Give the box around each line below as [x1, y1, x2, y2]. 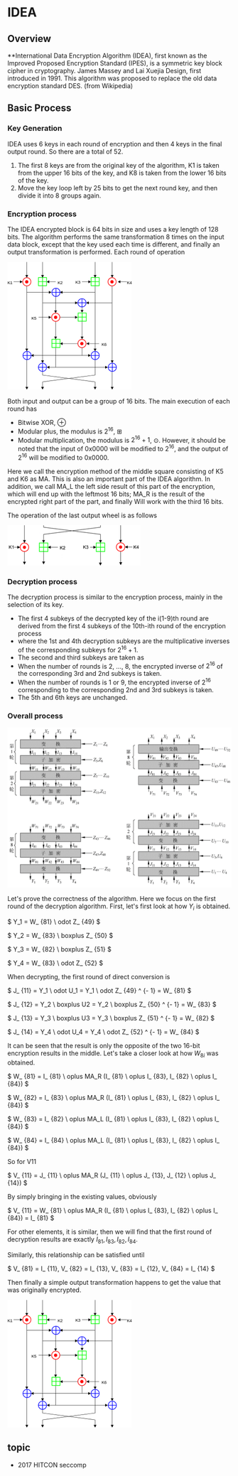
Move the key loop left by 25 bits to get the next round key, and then [17, 183, 218, 192]
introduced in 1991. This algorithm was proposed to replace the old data [7, 74, 217, 82]
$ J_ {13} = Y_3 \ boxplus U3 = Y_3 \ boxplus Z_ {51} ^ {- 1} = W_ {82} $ [7, 1014, 215, 1023]
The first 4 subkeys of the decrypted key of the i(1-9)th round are [17, 614, 210, 623]
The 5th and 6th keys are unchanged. [17, 693, 128, 701]
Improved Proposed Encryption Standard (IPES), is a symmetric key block [7, 59, 222, 68]
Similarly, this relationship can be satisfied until [7, 1250, 145, 1259]
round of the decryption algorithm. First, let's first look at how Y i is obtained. [7, 902, 231, 912]
